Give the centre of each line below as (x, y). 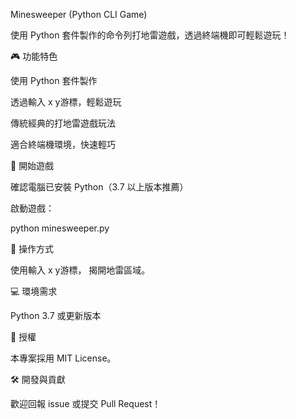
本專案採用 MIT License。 (63, 358)
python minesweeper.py (60, 228)
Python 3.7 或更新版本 (56, 315)
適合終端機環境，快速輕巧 (63, 144)
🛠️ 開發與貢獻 (38, 379)
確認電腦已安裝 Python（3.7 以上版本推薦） (99, 187)
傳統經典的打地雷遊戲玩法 (63, 123)
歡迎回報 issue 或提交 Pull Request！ (86, 403)
